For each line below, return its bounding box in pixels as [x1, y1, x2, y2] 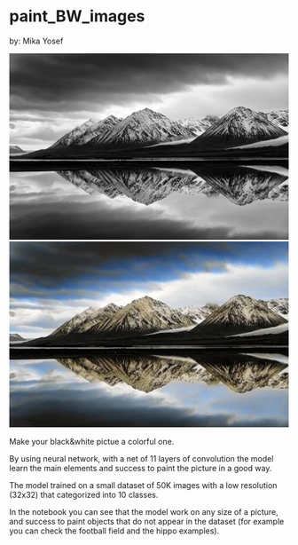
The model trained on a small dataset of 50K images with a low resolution [9, 480, 278, 491]
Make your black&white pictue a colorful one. [9, 437, 175, 447]
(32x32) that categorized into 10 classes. [9, 490, 159, 501]
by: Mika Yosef [9, 36, 64, 46]
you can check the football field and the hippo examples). [9, 525, 220, 536]
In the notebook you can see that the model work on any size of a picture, [9, 507, 278, 517]
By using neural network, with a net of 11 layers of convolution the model [9, 454, 274, 464]
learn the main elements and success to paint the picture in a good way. [9, 463, 272, 474]
